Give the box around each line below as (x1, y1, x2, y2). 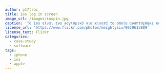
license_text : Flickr (5, 30, 49, 35)
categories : (5, 35, 29, 39)
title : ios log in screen (5, 12, 58, 17)
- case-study (9, 39, 36, 44)
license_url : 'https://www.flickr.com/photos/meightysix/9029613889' (5, 25, 150, 30)
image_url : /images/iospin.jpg (5, 16, 69, 21)
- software (9, 43, 32, 48)
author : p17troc (5, 7, 38, 12)
